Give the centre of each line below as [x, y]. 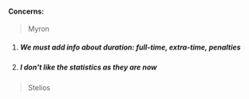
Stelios [39, 87]
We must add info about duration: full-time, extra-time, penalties [130, 47]
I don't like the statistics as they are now [88, 67]
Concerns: [26, 11]
